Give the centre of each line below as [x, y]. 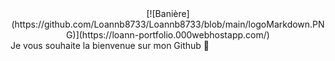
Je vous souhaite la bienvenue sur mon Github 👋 [110, 45]
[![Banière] [168, 13]
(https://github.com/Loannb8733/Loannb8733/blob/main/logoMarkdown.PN [168, 24]
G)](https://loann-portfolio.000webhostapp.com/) [168, 35]
